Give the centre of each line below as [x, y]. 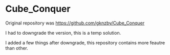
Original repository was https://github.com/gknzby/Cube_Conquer [75, 23]
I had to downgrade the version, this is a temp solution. [63, 33]
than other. [17, 48]
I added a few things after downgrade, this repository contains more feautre [85, 43]
